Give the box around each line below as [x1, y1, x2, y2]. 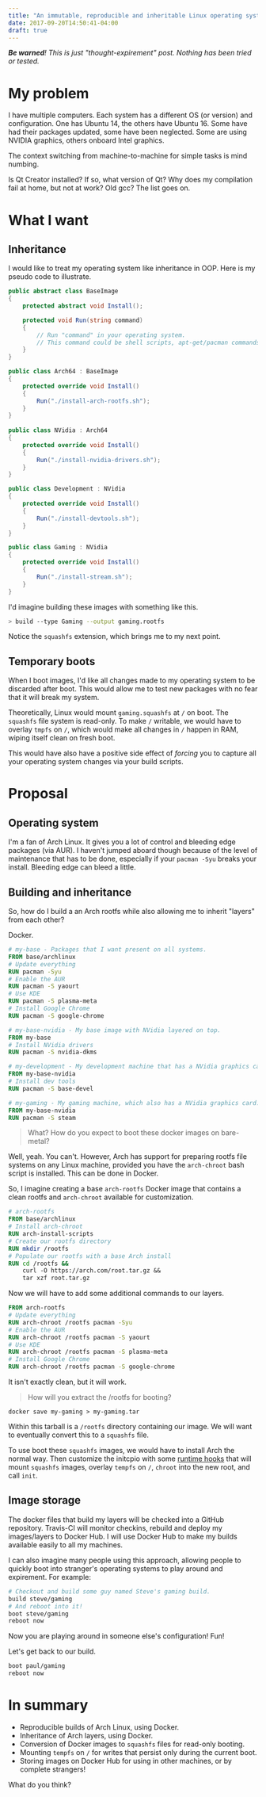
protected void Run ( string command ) [22, 316, 144, 324]
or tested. [8, 56, 40, 66]
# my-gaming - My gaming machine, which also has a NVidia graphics [8, 1099, 239, 1107]
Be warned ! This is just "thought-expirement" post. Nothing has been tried [8, 48, 252, 58]
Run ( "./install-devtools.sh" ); [36, 514, 140, 522]
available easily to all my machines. [8, 1539, 123, 1550]
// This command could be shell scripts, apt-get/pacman [36, 338, 228, 346]
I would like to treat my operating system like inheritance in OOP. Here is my [8, 263, 256, 273]
